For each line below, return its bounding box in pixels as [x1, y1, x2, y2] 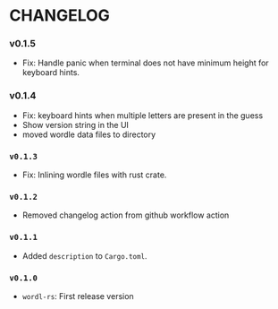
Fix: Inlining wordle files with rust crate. [21, 169, 167, 180]
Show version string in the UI [21, 119, 130, 130]
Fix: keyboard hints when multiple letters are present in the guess [21, 109, 264, 121]
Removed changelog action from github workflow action [21, 210, 230, 220]
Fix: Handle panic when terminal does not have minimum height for [21, 57, 270, 68]
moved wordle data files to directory [21, 129, 156, 140]
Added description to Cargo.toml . [21, 250, 147, 261]
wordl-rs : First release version [21, 290, 134, 301]
